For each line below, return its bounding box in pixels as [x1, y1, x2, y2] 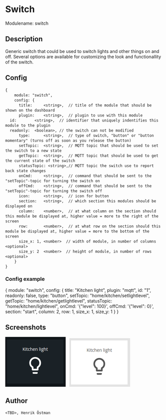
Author [5, 397, 28, 405]
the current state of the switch [5, 158, 75, 163]
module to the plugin [5, 123, 51, 128]
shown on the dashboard [5, 107, 55, 113]
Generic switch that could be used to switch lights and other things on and [5, 48, 159, 54]
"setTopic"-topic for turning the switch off [5, 188, 102, 194]
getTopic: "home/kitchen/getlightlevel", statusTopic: [5, 297, 112, 304]
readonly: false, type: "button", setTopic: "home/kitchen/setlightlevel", [5, 292, 150, 298]
